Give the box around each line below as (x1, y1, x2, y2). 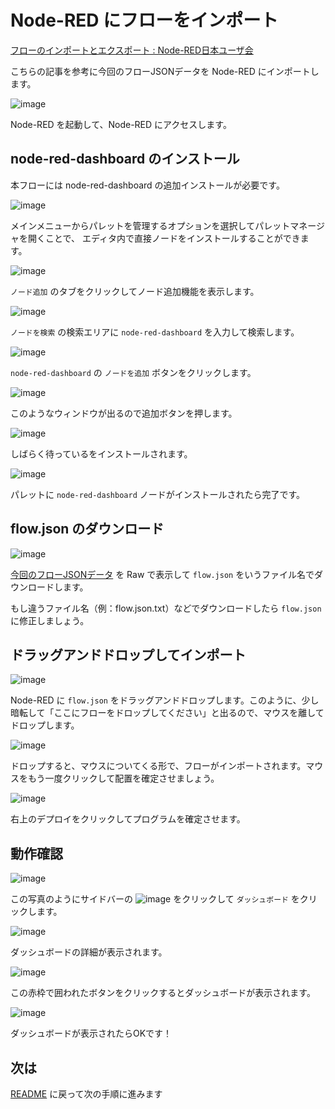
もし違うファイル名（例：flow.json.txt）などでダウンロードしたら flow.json (10, 602, 322, 614)
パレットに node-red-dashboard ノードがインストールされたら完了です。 (10, 488, 306, 500)
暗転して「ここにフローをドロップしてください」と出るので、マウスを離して (10, 707, 325, 719)
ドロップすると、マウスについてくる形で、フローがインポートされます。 (10, 760, 307, 772)
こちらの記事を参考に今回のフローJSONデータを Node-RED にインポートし (10, 65, 320, 77)
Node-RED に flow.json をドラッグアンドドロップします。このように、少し (10, 694, 320, 706)
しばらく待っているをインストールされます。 (10, 447, 193, 460)
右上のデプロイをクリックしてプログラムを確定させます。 (10, 813, 246, 825)
